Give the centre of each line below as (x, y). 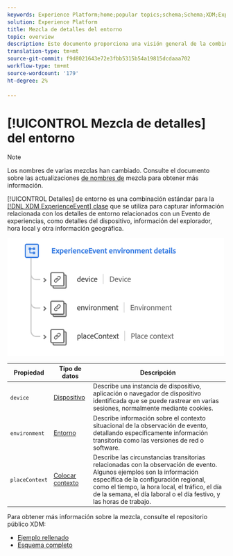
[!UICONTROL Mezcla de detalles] (106, 123)
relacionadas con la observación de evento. (155, 464)
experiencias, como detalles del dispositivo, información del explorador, (110, 221)
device (19, 398)
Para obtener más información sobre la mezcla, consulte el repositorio (107, 517)
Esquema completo (45, 545)
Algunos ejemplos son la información (146, 472)
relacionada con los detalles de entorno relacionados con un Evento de (109, 214)
